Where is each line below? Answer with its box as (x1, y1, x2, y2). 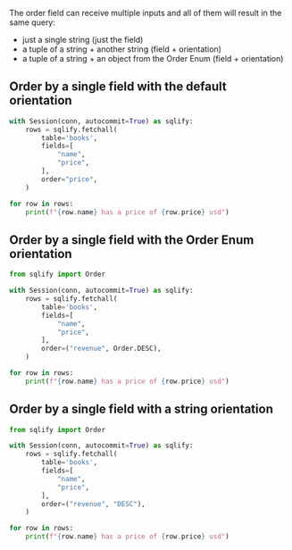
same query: (9, 17, 56, 28)
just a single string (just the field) (21, 35, 144, 45)
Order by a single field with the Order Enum (9, 232, 254, 247)
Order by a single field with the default (9, 79, 228, 95)
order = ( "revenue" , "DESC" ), (41, 499, 146, 508)
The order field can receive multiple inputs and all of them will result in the (9, 8, 282, 18)
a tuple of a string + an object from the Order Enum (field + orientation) (21, 54, 284, 63)
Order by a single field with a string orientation (9, 402, 274, 417)
